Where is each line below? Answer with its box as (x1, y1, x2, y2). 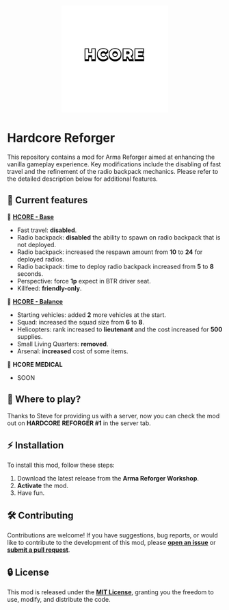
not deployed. (16, 240, 57, 249)
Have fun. (16, 489, 45, 497)
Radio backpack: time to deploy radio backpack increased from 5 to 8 (16, 262, 214, 270)
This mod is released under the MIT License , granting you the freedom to (7, 588, 214, 596)
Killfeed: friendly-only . (16, 284, 82, 292)
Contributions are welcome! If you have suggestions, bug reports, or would (7, 531, 219, 539)
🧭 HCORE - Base (7, 212, 55, 220)
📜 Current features (7, 194, 88, 206)
